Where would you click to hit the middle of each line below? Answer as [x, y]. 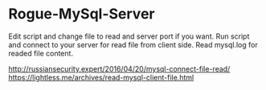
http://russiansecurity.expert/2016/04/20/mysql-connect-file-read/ [119, 68]
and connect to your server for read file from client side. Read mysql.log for [133, 44]
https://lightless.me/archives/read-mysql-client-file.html [101, 77]
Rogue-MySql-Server [82, 14]
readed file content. [41, 53]
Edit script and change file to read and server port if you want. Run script [129, 36]
